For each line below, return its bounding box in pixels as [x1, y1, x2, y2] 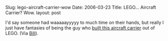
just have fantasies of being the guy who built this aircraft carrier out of [5, 25, 155, 31]
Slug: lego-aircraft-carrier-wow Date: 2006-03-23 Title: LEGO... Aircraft [5, 5, 156, 10]
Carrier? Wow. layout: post [5, 10, 61, 16]
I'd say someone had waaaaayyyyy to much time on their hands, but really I [5, 20, 164, 25]
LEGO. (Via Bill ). [5, 30, 39, 36]
